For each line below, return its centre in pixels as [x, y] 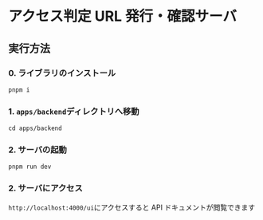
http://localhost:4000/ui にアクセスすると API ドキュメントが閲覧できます [132, 207]
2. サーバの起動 [38, 150]
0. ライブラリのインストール [62, 73]
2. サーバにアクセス [46, 188]
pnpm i [19, 90]
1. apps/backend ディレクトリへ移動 [74, 111]
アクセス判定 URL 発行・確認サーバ [123, 16]
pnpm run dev [30, 167]
